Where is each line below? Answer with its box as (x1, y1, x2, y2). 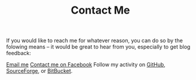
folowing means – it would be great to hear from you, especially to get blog (6, 43, 191, 50)
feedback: (6, 50, 31, 57)
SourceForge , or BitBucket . (6, 68, 73, 75)
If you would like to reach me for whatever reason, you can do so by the (6, 37, 183, 44)
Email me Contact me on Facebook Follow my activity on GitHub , (6, 61, 166, 68)
